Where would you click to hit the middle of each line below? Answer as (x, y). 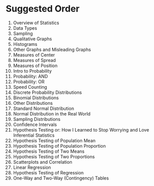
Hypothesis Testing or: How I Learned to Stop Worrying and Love (81, 130)
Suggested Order (43, 9)
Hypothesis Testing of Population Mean (54, 140)
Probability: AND (30, 76)
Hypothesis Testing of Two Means (49, 151)
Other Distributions (33, 103)
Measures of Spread (34, 60)
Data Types (25, 28)
